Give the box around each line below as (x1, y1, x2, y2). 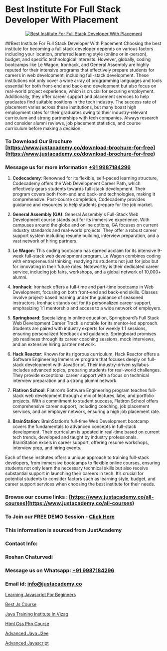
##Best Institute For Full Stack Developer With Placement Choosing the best (5, 40, 162, 46)
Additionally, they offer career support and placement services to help (5, 93, 150, 99)
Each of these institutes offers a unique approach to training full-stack (5, 454, 149, 460)
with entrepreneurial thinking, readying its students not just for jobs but (12, 258, 159, 264)
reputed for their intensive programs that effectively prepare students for (5, 66, 155, 73)
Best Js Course (5, 601, 37, 607)
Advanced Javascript (5, 640, 49, 646)
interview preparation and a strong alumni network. (12, 377, 118, 383)
